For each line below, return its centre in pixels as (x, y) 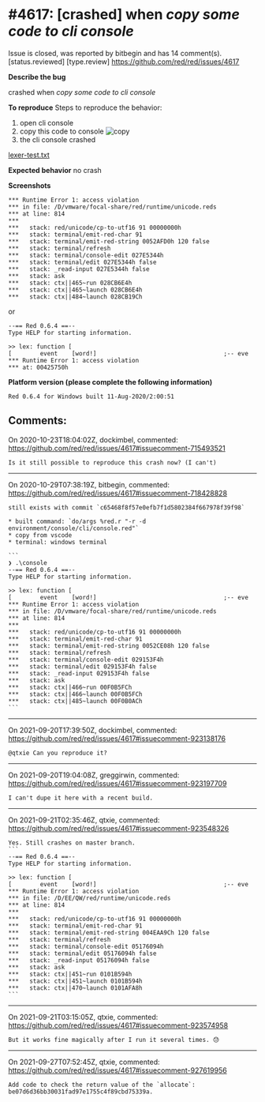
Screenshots (30, 185)
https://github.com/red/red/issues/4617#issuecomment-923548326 (119, 828)
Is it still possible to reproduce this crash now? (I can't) (112, 463)
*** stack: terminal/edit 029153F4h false (82, 666)
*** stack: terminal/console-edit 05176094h (86, 946)
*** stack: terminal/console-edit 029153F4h (86, 660)
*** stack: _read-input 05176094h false (79, 960)
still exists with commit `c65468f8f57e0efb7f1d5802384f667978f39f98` (127, 507)
